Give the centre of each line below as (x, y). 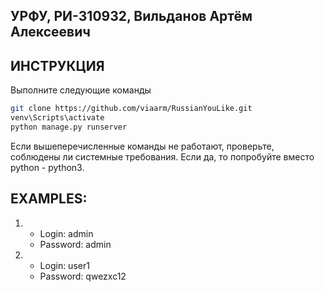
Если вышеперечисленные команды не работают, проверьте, (142, 146)
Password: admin (75, 244)
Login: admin (66, 233)
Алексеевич (50, 32)
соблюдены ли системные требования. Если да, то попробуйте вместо (162, 156)
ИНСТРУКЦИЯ (57, 65)
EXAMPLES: (49, 199)
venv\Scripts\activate (57, 118)
